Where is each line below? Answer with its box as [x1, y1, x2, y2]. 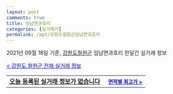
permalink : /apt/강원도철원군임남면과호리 [6, 32, 101, 38]
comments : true [6, 15, 45, 21]
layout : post [6, 9, 40, 15]
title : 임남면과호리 [6, 20, 51, 26]
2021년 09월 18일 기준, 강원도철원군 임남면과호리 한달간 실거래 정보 [6, 49, 168, 57]
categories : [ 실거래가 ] [6, 26, 62, 32]
